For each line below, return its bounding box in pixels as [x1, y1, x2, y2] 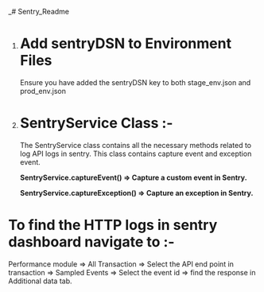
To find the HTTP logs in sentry [8, 216, 218, 234]
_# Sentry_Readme [8, 7, 70, 16]
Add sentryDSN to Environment [19, 35, 232, 53]
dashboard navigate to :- [8, 233, 175, 251]
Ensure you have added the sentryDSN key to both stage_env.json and [19, 77, 251, 87]
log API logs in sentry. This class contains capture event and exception [19, 149, 252, 158]
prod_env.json [19, 86, 66, 95]
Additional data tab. [8, 276, 73, 286]
